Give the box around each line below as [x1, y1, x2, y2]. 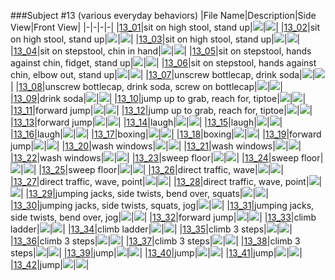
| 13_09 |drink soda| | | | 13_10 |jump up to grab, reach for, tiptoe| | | [10, 93, 307, 104]
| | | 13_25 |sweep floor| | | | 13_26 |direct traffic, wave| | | [20, 164, 284, 175]
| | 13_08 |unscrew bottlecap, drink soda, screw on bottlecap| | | [10, 81, 283, 92]
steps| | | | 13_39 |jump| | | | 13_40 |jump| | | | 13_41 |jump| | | [10, 247, 303, 259]
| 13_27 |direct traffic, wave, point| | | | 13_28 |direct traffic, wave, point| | [10, 176, 323, 187]
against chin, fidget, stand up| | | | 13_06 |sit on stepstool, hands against [10, 57, 317, 69]
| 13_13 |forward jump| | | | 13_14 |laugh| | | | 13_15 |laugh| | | [10, 116, 283, 128]
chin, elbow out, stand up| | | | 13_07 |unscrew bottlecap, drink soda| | [10, 69, 316, 80]
